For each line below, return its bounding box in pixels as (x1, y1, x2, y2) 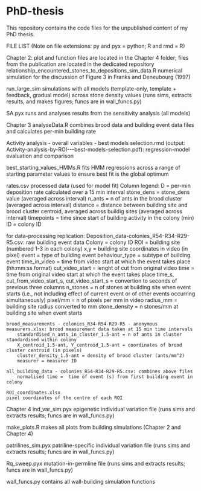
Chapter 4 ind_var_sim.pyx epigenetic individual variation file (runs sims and (6, 405, 195, 412)
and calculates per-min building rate (6, 127, 97, 135)
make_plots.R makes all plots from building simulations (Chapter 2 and (6, 423, 181, 431)
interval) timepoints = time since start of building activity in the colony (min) (6, 214, 194, 221)
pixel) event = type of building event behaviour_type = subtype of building (6, 251, 191, 258)
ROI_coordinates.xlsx (6, 390, 61, 396)
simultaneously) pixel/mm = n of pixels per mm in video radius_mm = (6, 296, 178, 303)
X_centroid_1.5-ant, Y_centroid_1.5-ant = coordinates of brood (17, 342, 182, 348)
